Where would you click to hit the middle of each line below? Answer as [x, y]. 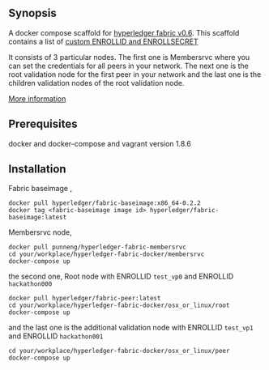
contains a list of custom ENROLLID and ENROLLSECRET [103, 41]
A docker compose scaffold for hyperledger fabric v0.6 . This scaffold [124, 32]
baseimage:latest [38, 218]
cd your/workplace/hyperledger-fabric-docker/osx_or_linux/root [119, 306]
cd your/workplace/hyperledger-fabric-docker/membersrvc [107, 254]
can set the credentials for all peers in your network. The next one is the [128, 66]
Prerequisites [43, 124]
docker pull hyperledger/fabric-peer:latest [85, 299]
